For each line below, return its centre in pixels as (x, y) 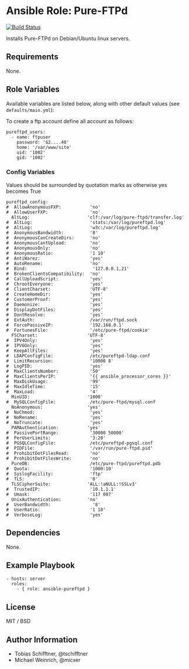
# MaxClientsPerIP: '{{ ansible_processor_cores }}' (89, 376)
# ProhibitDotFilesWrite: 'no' (53, 459)
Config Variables (30, 172)
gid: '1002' (31, 157)
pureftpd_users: (26, 132)
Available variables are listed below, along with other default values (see (93, 103)
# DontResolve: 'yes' (55, 315)
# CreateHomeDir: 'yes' (55, 294)
